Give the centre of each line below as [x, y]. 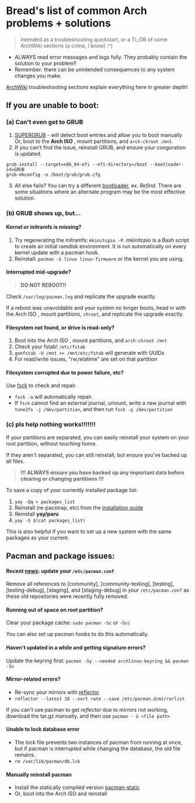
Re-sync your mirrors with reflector [57, 692]
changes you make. [38, 76]
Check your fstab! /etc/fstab [50, 347]
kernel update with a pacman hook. [57, 252]
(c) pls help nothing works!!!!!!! [51, 425]
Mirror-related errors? [33, 679]
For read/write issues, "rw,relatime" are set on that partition [86, 359]
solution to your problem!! [46, 63]
